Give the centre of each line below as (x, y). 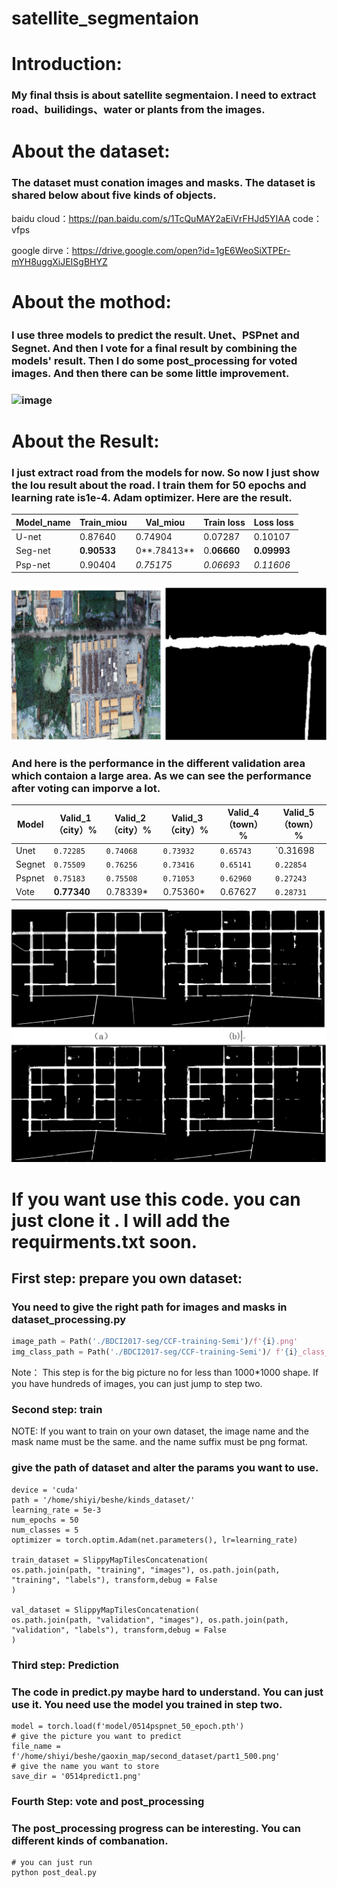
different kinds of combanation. (90, 1840)
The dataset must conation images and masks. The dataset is (163, 183)
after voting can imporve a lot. (86, 788)
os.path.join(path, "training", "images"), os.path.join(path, (146, 1570)
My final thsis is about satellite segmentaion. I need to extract (164, 95)
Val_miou (165, 522)
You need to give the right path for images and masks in (149, 1307)
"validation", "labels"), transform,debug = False (119, 1630)
